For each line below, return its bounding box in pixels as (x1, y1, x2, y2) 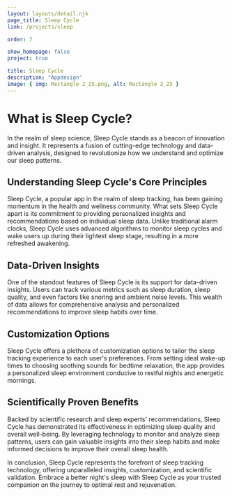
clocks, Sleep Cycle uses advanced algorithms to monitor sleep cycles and (7, 224, 222, 233)
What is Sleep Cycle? (7, 110, 132, 126)
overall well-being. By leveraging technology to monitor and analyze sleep (7, 430, 220, 438)
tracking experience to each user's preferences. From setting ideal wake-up (7, 354, 226, 362)
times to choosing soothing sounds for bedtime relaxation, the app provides (7, 361, 225, 370)
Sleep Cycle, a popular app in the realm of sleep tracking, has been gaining (7, 195, 223, 203)
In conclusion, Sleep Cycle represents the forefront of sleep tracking (7, 458, 204, 467)
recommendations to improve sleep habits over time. (7, 308, 158, 316)
